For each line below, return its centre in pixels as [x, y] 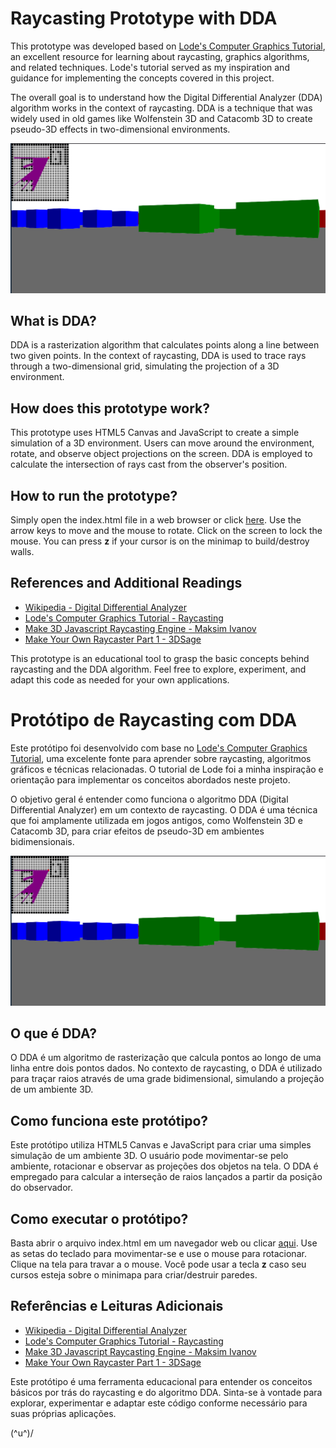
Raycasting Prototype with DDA [144, 18]
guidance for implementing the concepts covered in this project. [142, 78]
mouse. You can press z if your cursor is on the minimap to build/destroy [160, 541]
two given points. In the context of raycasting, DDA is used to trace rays [158, 356]
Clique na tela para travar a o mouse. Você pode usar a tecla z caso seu [158, 1264]
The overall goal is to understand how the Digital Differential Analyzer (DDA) [166, 97]
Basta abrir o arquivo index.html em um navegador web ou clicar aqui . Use [164, 1243]
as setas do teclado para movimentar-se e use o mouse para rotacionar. [158, 1253]
